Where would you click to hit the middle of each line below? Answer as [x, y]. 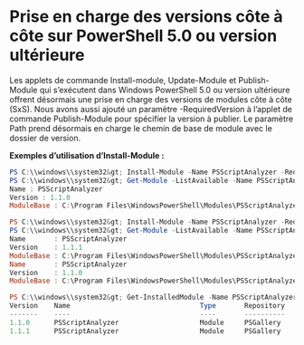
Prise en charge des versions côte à [146, 17]
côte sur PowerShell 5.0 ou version [143, 36]
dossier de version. [45, 138]
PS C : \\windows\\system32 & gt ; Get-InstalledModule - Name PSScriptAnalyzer [153, 297]
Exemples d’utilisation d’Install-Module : [87, 155]
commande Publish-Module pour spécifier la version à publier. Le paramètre [152, 119]
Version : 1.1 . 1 [46, 247]
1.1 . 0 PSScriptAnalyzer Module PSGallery [145, 322]
